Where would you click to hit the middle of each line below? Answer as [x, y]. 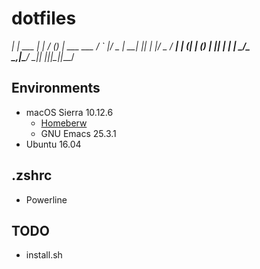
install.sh [44, 255]
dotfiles [44, 18]
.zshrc [32, 175]
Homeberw [64, 123]
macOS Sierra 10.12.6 [69, 112]
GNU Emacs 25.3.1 [78, 133]
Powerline [46, 199]
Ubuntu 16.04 [53, 144]
